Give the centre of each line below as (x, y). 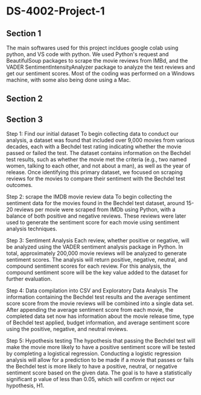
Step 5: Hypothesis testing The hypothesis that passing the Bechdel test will (101, 341)
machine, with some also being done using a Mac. (69, 80)
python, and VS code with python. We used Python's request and (88, 54)
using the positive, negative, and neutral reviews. (67, 329)
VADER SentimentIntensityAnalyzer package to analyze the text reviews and (101, 67)
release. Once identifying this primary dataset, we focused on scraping (94, 172)
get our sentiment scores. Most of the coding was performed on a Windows (101, 73)
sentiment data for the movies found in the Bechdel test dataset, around (96, 203)
